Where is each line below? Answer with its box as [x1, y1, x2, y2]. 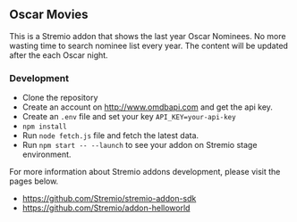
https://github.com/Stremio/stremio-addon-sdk [21, 193, 197, 204]
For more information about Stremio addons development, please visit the [9, 167, 281, 177]
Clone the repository [21, 93, 98, 103]
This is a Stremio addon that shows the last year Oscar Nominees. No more [9, 30, 286, 41]
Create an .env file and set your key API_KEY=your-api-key [21, 111, 236, 122]
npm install [21, 122, 67, 132]
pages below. [9, 176, 59, 186]
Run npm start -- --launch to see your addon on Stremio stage [21, 140, 258, 151]
